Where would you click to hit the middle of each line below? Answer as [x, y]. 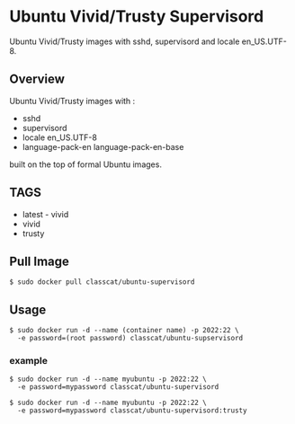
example [28, 361]
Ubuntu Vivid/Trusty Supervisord [137, 17]
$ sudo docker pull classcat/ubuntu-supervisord [102, 282]
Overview [37, 79]
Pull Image [40, 261]
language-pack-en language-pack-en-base [103, 146]
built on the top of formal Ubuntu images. [85, 164]
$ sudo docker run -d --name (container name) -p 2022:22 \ [125, 331]
